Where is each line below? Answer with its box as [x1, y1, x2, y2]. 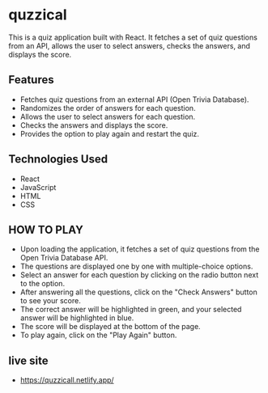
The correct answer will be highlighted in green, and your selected [19, 305, 242, 315]
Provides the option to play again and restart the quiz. [19, 129, 200, 138]
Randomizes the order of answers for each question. [19, 103, 196, 112]
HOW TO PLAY [8, 222, 83, 236]
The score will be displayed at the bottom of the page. [19, 322, 201, 332]
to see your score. [19, 296, 81, 306]
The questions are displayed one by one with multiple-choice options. [19, 261, 253, 272]
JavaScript [19, 182, 57, 192]
